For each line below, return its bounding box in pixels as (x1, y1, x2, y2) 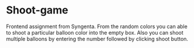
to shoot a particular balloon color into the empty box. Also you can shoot (6, 29, 183, 36)
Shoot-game (6, 4, 69, 17)
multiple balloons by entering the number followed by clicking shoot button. (6, 35, 189, 42)
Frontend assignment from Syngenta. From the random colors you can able (6, 23, 188, 30)
